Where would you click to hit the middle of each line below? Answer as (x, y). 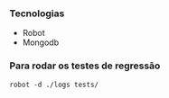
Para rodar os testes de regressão (85, 66)
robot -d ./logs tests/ (54, 85)
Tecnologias (37, 13)
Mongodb (41, 42)
